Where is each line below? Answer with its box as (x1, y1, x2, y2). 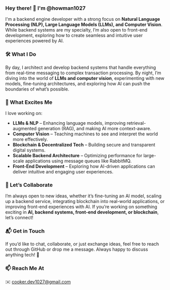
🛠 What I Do (5, 51, 37, 58)
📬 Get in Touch (5, 227, 45, 235)
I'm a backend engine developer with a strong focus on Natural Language (5, 16, 160, 22)
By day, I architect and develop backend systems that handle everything (5, 64, 156, 70)
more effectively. (12, 136, 48, 142)
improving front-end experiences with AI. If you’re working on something (5, 204, 157, 210)
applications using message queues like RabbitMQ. (25, 158, 132, 164)
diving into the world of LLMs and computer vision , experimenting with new (5, 75, 165, 81)
